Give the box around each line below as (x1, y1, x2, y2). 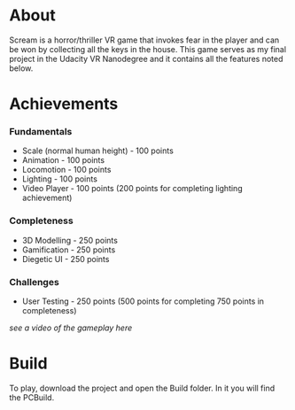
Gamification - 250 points (21, 244, 116, 255)
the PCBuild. (9, 391, 55, 403)
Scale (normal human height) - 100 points (21, 145, 175, 156)
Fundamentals (9, 126, 73, 138)
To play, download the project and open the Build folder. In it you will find (9, 383, 276, 393)
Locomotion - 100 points (21, 165, 112, 175)
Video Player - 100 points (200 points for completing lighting (21, 183, 243, 194)
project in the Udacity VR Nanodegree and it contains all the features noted (9, 53, 283, 64)
